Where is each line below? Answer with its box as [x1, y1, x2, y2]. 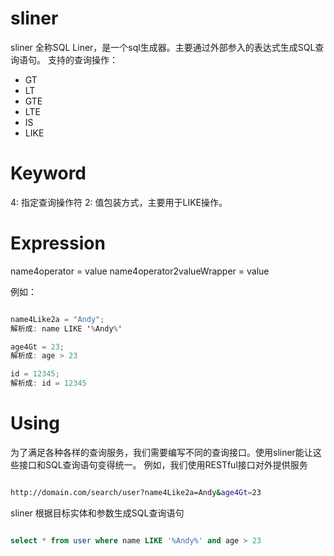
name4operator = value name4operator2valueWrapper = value [10, 265, 270, 277]
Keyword [10, 162, 87, 185]
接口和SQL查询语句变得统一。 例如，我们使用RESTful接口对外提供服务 [18, 459, 308, 471]
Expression [10, 232, 106, 255]
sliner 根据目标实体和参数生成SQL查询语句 [10, 507, 185, 519]
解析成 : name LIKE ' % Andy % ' [10, 323, 123, 334]
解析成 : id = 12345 [10, 378, 87, 389]
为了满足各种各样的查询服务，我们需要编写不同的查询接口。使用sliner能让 [10, 447, 313, 458]
